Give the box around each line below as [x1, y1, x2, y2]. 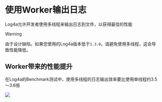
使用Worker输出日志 [5, 4, 87, 15]
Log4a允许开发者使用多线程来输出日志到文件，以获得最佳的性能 [5, 21, 132, 27]
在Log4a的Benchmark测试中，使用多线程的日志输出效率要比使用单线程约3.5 [5, 76, 158, 82]
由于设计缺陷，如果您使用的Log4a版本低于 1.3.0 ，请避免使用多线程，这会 [5, 41, 152, 46]
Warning [5, 31, 22, 37]
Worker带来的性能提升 [5, 62, 73, 71]
